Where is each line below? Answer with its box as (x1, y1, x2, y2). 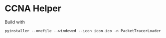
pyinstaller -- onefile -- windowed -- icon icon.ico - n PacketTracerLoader (4, 28, 162, 33)
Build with (4, 19, 25, 25)
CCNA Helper (4, 3, 62, 14)
